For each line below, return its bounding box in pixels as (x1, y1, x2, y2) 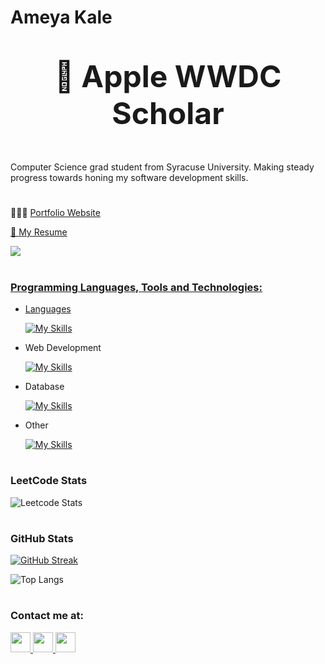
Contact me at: (10, 609, 84, 623)
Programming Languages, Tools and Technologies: (10, 280, 263, 294)
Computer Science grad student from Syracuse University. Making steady (10, 161, 315, 173)
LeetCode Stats (10, 474, 88, 488)
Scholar (111, 94, 225, 133)
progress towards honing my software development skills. (10, 172, 249, 184)
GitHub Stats (10, 531, 74, 545)
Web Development (24, 341, 102, 353)
